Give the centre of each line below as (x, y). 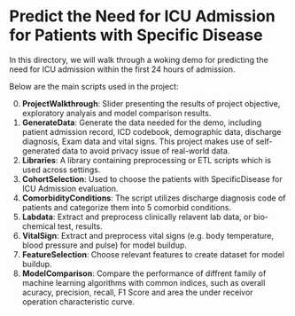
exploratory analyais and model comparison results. (116, 113)
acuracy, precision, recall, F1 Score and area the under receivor (138, 292)
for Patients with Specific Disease (136, 35)
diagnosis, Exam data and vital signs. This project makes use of (138, 141)
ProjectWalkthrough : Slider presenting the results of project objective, (151, 103)
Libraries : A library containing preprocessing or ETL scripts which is (147, 160)
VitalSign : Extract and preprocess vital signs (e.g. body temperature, (148, 235)
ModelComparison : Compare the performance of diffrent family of (144, 273)
